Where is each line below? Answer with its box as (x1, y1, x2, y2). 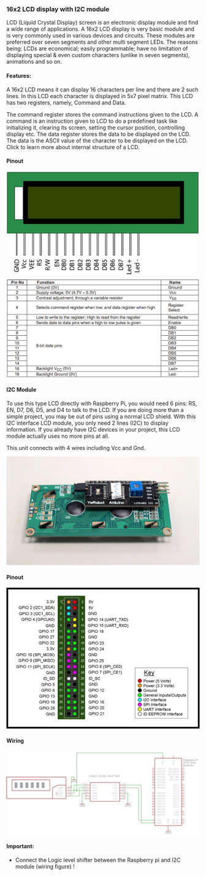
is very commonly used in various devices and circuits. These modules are (6, 32, 195, 39)
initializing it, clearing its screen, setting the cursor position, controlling (6, 123, 185, 131)
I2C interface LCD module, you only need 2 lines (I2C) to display (6, 419, 169, 427)
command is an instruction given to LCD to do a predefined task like (6, 117, 178, 125)
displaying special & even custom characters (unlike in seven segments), (6, 52, 190, 59)
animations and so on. (6, 58, 63, 66)
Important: (6, 843, 34, 850)
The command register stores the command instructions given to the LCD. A (6, 110, 199, 118)
